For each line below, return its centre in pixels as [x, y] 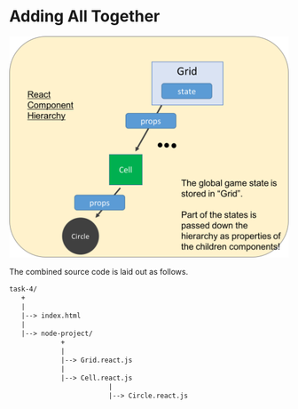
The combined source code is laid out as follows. [99, 271]
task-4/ [24, 289]
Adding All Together [85, 16]
